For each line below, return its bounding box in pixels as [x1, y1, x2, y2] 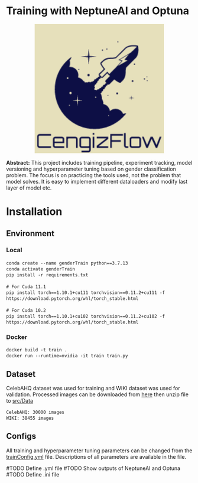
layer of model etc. [6, 184, 52, 191]
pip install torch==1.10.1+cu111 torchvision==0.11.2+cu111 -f [6, 289, 165, 296]
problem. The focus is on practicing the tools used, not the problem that [6, 171, 181, 178]
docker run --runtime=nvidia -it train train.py [6, 353, 128, 359]
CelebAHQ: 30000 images [6, 409, 65, 415]
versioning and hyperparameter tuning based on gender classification [6, 165, 176, 172]
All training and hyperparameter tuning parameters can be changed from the [6, 447, 193, 454]
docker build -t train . [6, 347, 67, 353]
